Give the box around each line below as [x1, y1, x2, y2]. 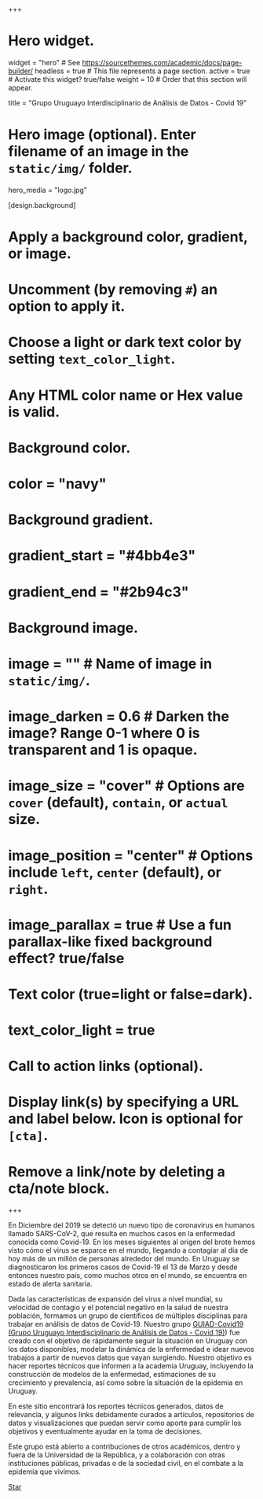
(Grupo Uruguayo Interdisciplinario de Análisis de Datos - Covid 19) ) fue [8, 1327, 241, 1338]
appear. [8, 83, 33, 92]
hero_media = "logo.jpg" [8, 185, 88, 194]
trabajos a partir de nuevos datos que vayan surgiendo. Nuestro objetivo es [8, 1353, 253, 1362]
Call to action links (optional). [8, 1058, 204, 1075]
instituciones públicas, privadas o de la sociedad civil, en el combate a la [8, 1459, 243, 1468]
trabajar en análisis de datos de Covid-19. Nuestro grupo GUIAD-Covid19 [8, 1320, 244, 1329]
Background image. [8, 618, 139, 637]
